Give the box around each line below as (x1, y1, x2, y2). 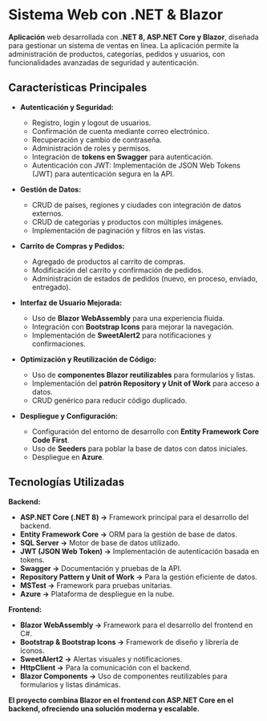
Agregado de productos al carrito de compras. (31, 257, 186, 266)
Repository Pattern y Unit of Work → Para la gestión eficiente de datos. (19, 572, 258, 581)
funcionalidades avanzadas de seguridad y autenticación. (8, 58, 199, 67)
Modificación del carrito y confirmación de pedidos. (31, 265, 204, 274)
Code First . (31, 435, 70, 444)
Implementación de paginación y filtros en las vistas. (31, 225, 206, 235)
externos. (31, 209, 64, 218)
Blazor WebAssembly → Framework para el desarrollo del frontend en (19, 620, 253, 630)
